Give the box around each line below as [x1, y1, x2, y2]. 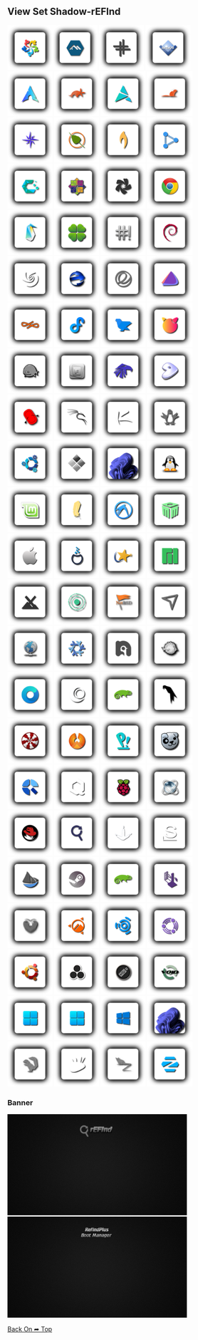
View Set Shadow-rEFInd [7, 6, 121, 18]
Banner [7, 1098, 33, 1108]
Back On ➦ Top [7, 1325, 53, 1333]
